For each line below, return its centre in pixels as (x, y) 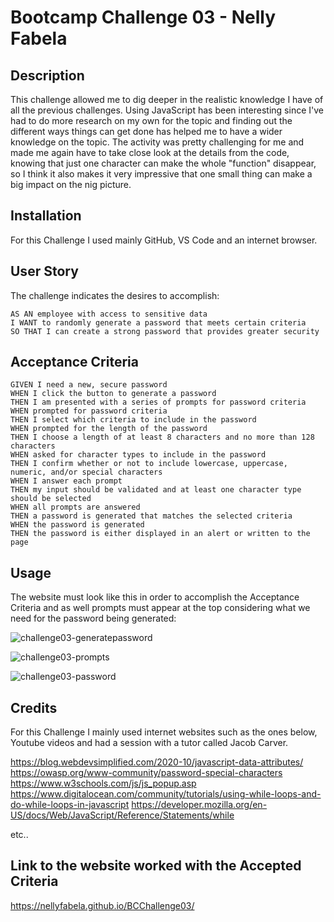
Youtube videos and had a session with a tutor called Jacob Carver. (149, 743)
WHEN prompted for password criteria (89, 411)
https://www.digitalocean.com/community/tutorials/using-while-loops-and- (166, 794)
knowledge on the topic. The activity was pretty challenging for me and (157, 142)
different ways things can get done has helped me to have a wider (146, 131)
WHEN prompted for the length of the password (109, 429)
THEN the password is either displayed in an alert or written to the (160, 534)
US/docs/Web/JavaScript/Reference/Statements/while (122, 815)
